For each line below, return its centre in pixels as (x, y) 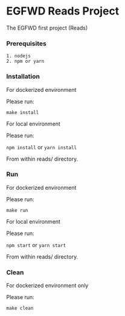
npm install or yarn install (42, 147)
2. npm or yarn (25, 62)
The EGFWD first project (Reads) (47, 28)
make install (23, 112)
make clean (20, 308)
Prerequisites (26, 44)
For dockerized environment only (47, 286)
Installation (23, 77)
